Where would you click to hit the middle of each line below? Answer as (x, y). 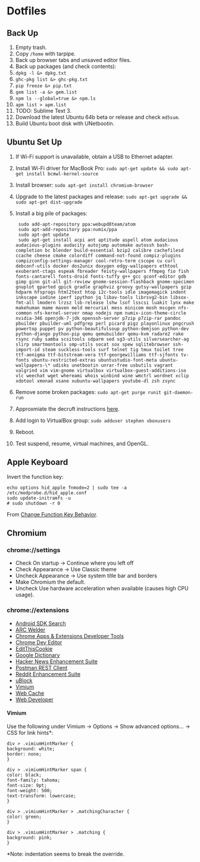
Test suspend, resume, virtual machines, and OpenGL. (82, 444)
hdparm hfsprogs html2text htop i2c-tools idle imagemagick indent (101, 292)
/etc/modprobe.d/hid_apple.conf (47, 493)
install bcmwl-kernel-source (62, 174)
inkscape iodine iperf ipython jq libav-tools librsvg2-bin (91, 297)
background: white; (31, 749)
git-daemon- (178, 392)
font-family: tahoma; (34, 780)
